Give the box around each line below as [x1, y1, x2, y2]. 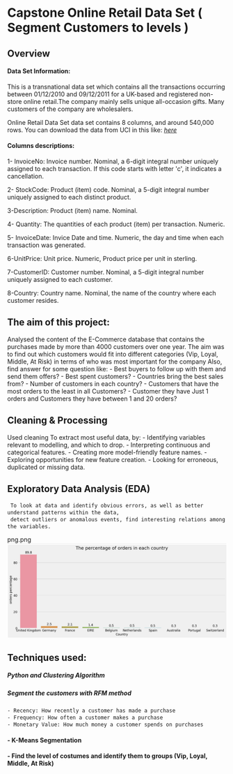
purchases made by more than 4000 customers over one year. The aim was [7, 342, 225, 350]
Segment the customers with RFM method [7, 689, 132, 697]
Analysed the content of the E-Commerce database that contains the [7, 335, 205, 343]
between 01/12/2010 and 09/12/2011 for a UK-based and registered [7, 89, 198, 98]
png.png [7, 535, 31, 544]
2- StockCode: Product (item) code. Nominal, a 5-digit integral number [7, 185, 210, 193]
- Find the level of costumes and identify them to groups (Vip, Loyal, [7, 752, 208, 760]
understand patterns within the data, [7, 509, 120, 516]
